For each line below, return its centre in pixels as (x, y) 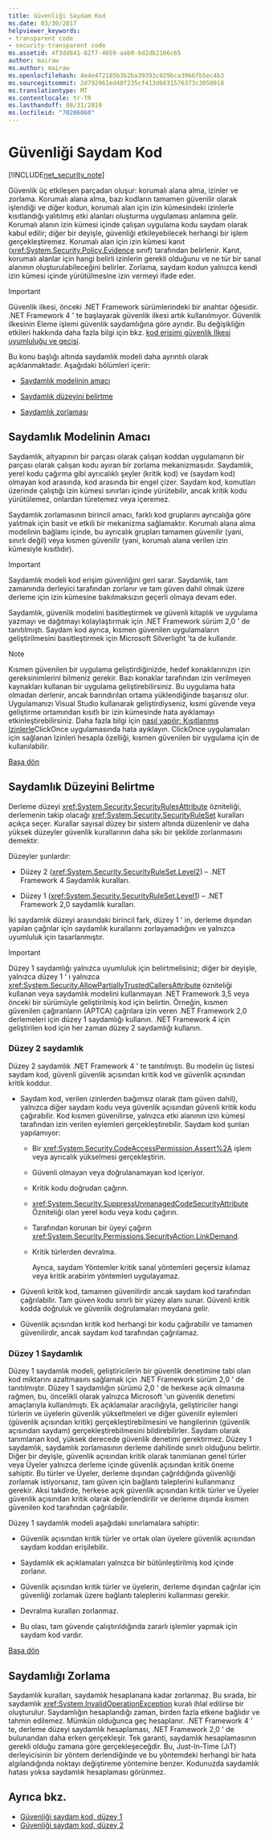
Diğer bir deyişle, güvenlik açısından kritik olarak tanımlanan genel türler (127, 1456)
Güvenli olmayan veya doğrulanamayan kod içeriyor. (118, 1172)
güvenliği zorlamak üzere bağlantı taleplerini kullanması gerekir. (125, 1595)
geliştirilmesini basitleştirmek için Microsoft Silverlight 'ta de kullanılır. (123, 638)
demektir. (24, 840)
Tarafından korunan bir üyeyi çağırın (92, 1227)
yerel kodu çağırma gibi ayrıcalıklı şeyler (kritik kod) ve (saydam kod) (122, 473)
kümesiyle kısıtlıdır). (41, 549)
